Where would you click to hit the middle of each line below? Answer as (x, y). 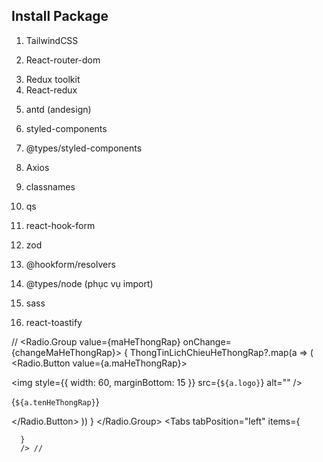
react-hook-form (60, 225)
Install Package (60, 16)
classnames (50, 186)
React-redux (51, 90)
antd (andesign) (58, 109)
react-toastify (54, 322)
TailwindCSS (52, 40)
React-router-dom (63, 60)
